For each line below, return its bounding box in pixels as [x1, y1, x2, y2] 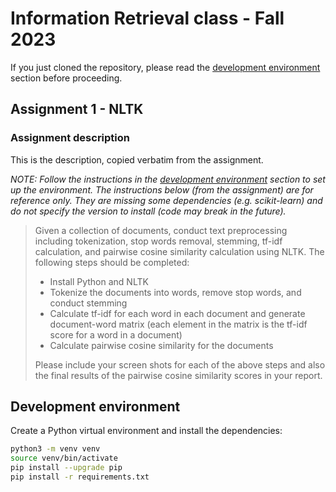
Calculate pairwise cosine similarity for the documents [49, 339, 274, 351]
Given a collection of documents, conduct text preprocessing [34, 224, 288, 236]
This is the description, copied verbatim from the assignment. [10, 153, 264, 166]
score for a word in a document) [49, 328, 183, 341]
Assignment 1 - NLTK [10, 101, 144, 118]
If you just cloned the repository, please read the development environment [10, 61, 321, 73]
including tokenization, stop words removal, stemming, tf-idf [34, 235, 283, 247]
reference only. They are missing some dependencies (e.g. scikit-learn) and [10, 194, 323, 206]
